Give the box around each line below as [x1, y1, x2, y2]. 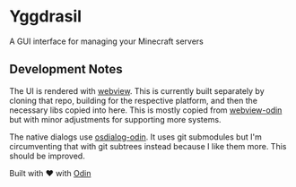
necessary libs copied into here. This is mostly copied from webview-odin [9, 105, 283, 115]
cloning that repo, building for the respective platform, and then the [9, 95, 258, 106]
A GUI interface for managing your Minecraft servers [9, 36, 204, 47]
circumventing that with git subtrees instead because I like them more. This [9, 140, 287, 151]
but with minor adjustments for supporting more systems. [9, 114, 222, 124]
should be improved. [9, 150, 85, 161]
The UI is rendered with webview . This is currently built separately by [9, 85, 265, 96]
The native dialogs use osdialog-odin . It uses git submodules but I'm [9, 132, 262, 142]
